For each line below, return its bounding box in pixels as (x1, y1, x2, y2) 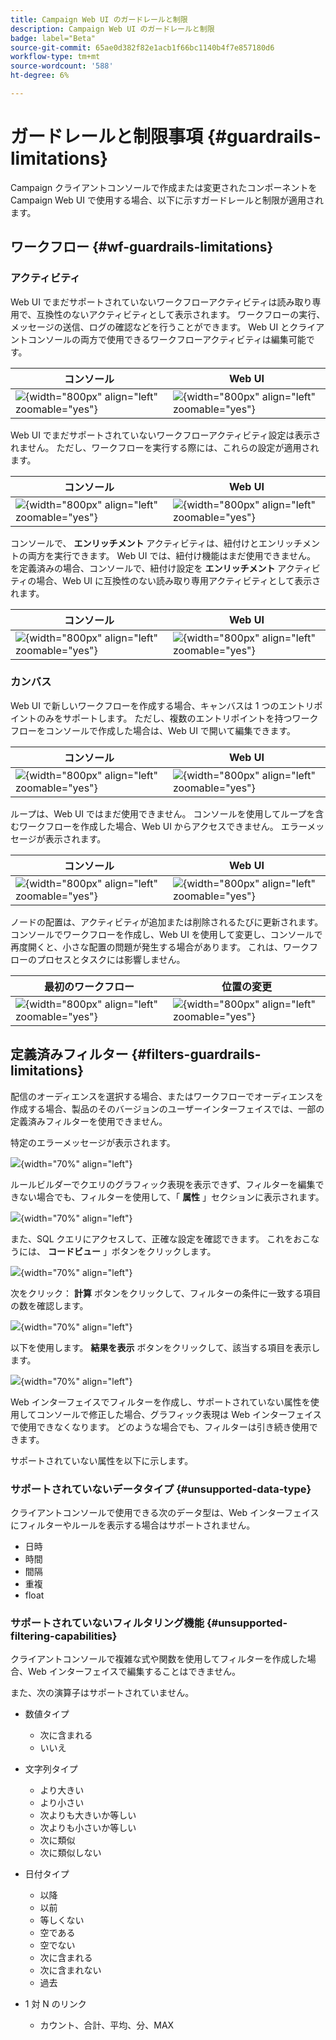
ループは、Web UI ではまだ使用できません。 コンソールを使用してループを (10, 807, 316, 820)
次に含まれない (39, 1964, 102, 1976)
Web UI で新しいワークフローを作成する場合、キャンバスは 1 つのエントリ (10, 699, 315, 711)
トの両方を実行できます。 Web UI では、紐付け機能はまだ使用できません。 (10, 549, 316, 561)
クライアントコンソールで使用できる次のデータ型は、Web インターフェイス (10, 1506, 320, 1518)
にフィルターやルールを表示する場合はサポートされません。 (10, 1519, 256, 1531)
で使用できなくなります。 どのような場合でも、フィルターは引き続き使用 (10, 1421, 310, 1433)
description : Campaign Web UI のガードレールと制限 (10, 24, 215, 34)
